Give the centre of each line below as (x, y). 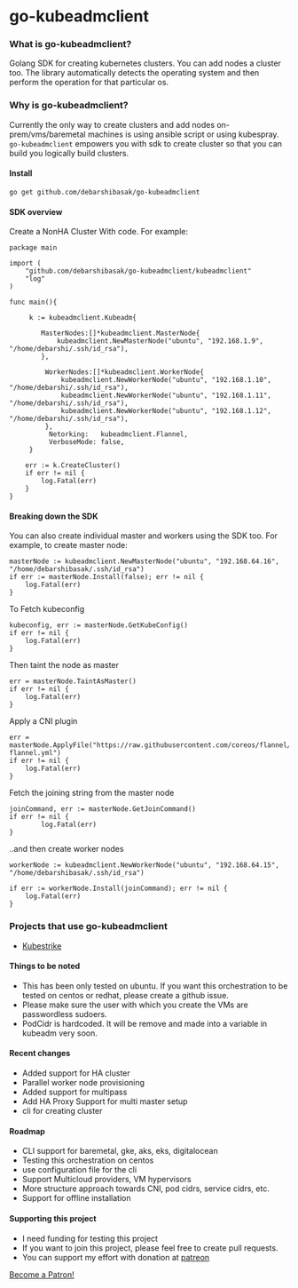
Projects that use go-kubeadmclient (89, 926)
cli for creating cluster (62, 1111)
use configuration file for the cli (79, 1170)
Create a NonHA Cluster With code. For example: (99, 232)
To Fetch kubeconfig (47, 609)
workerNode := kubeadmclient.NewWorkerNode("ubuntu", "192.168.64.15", (144, 865)
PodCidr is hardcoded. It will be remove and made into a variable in (145, 1023)
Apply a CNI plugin (43, 721)
